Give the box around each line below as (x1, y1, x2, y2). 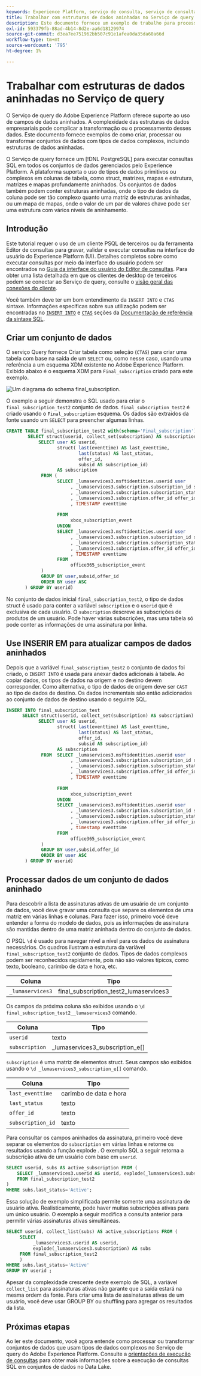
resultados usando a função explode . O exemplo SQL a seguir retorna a (6, 1146, 184, 1154)
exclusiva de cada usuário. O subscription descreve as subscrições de (6, 608, 182, 615)
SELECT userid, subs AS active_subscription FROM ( (6, 1164, 138, 1171)
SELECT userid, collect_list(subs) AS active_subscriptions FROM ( (6, 1229, 178, 1235)
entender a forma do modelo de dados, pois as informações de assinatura (6, 919, 189, 926)
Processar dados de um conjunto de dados (6, 875, 169, 885)
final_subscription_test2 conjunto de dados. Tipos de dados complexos (6, 950, 188, 957)
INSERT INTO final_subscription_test (6, 707, 100, 713)
